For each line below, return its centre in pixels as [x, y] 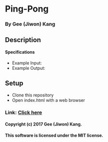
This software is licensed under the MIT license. [54, 135]
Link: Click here [24, 112]
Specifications [20, 52]
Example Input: [27, 63]
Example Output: [29, 68]
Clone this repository [33, 95]
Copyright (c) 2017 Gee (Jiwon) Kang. [43, 124]
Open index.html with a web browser [48, 100]
